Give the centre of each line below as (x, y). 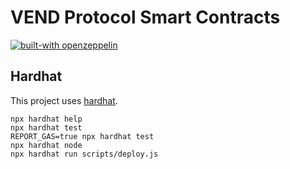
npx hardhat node (46, 145)
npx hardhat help (46, 119)
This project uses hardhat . (64, 100)
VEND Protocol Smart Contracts (145, 17)
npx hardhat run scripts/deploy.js (84, 154)
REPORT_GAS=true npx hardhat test (82, 136)
